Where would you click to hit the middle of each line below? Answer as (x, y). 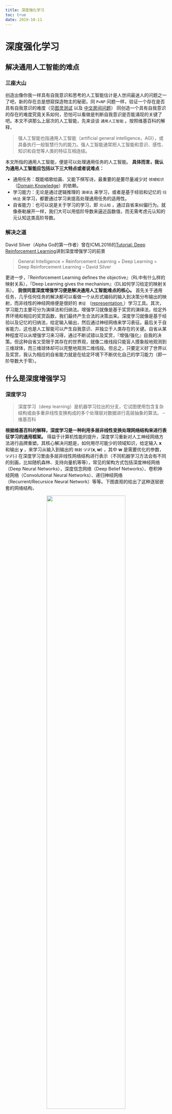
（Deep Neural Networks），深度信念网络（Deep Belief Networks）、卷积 (82, 469)
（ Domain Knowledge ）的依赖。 (47, 186)
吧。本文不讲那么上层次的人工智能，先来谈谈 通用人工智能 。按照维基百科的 (83, 121)
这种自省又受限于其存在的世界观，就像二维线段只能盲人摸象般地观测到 (93, 342)
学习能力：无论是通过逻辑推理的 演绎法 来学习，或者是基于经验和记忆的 (87, 192)
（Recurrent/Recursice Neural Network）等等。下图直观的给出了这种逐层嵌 (84, 482)
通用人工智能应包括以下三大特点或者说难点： (57, 168)
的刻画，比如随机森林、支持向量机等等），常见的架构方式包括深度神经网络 (83, 462)
